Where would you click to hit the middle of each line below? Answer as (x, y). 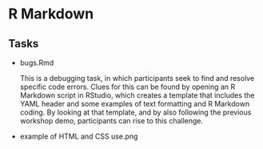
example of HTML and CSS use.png (79, 136)
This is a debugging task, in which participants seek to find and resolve (137, 78)
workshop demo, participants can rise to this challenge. (112, 121)
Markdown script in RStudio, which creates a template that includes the (137, 95)
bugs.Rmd (37, 62)
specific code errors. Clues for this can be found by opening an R (128, 87)
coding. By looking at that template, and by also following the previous (135, 112)
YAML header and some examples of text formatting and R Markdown (135, 104)
